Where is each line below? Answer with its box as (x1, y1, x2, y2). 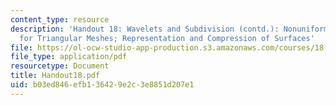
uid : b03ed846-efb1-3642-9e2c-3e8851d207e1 (10, 80, 195, 90)
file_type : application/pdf (10, 52, 128, 62)
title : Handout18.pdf (10, 71, 101, 81)
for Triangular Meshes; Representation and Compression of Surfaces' (19, 33, 315, 43)
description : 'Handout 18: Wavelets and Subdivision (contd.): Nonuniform (10, 24, 329, 34)
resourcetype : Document (10, 61, 110, 71)
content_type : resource (10, 14, 110, 25)
